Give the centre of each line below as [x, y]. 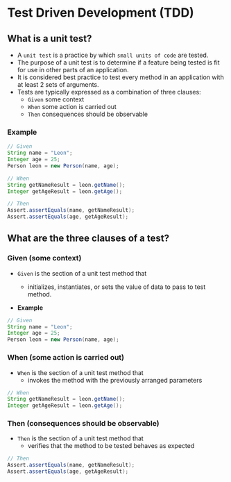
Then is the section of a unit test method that [80, 438]
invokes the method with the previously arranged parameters [115, 380]
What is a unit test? [50, 39]
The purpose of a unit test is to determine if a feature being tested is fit [118, 63]
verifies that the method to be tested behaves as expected [111, 446]
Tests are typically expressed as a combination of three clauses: [109, 92]
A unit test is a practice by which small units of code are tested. [113, 55]
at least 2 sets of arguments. [58, 84]
